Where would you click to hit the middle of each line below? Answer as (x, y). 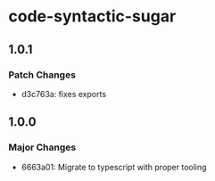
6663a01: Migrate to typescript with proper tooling (114, 167)
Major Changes (42, 147)
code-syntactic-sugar (92, 16)
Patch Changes (42, 75)
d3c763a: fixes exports (64, 94)
